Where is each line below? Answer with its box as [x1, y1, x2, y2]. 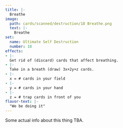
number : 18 [9, 44, 32, 49]
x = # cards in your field [9, 76, 65, 81]
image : [5, 16, 19, 21]
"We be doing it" [9, 104, 46, 109]
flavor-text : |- [5, 99, 39, 104]
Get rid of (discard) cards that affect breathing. [9, 58, 119, 63]
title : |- [5, 7, 26, 12]
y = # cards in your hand [9, 85, 63, 90]
